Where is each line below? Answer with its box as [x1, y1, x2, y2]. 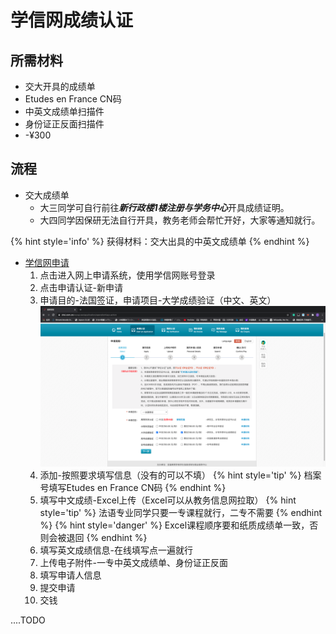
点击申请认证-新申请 [39, 281, 124, 293]
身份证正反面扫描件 [24, 118, 105, 130]
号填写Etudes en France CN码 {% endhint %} [39, 481, 227, 493]
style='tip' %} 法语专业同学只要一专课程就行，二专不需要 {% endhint [39, 506, 323, 518]
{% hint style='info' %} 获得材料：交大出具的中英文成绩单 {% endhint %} [10, 235, 310, 247]
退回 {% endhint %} [66, 531, 148, 543]
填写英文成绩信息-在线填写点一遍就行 [39, 544, 194, 556]
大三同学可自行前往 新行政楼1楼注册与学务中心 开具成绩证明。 [39, 201, 290, 213]
